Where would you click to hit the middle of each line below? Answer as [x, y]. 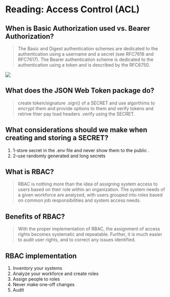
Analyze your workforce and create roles [55, 274]
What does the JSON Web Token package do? [80, 91]
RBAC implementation [41, 256]
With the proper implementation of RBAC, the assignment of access [89, 229]
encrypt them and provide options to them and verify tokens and [86, 108]
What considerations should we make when [76, 130]
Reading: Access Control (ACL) [72, 9]
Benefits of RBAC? [35, 216]
